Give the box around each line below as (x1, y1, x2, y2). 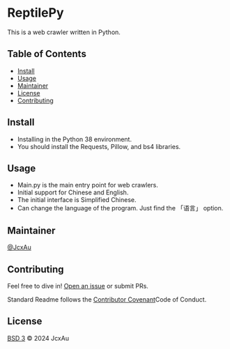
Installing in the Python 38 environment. (17, 134, 132, 144)
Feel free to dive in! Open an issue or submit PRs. (7, 282, 148, 290)
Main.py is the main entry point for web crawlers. (17, 181, 159, 189)
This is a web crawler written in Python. (7, 28, 121, 36)
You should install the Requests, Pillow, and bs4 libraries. (17, 142, 181, 150)
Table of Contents (7, 48, 87, 60)
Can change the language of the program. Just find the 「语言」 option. (17, 204, 224, 212)
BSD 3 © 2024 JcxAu (7, 334, 70, 342)
